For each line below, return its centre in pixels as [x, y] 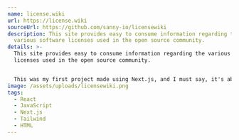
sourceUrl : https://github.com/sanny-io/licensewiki [87, 27]
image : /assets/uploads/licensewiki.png [68, 86]
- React [25, 99]
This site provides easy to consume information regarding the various [122, 54]
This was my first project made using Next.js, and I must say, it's [119, 79]
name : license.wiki [36, 14]
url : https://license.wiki [47, 21]
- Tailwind [30, 119]
